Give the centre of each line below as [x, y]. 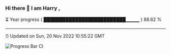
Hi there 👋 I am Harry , [33, 8]
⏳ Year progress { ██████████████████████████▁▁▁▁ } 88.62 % [83, 19]
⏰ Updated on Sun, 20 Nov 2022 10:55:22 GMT [55, 36]
